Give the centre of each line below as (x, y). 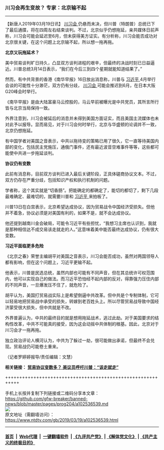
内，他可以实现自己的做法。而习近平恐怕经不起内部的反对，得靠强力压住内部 (82, 279)
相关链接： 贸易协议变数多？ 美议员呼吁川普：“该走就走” (62, 368)
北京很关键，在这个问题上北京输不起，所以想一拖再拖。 (61, 42)
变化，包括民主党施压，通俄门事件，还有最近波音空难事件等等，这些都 (84, 147)
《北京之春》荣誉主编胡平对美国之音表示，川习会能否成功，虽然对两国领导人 (82, 256)
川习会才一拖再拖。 (24, 330)
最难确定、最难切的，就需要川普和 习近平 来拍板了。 (58, 197)
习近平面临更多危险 (24, 246)
